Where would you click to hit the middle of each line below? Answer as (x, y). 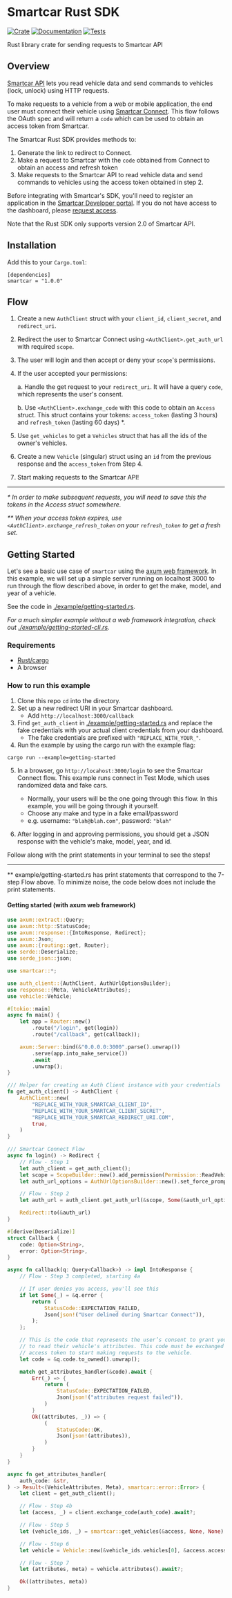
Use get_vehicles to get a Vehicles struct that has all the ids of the (112, 436)
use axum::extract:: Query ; (46, 920)
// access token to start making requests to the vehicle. (106, 1353)
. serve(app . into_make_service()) (80, 1053)
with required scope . (46, 347)
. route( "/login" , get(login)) (75, 1028)
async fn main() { (33, 1015)
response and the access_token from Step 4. (80, 464)
